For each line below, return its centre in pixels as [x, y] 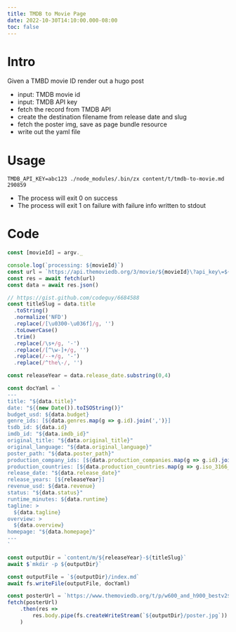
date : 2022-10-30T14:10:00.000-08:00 [63, 20]
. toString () [31, 311]
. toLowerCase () [36, 330]
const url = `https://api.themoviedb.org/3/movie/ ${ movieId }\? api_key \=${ [119, 272]
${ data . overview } [39, 525]
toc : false [23, 27]
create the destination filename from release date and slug [102, 117]
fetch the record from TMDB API [64, 110]
